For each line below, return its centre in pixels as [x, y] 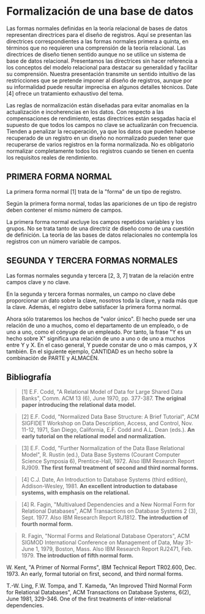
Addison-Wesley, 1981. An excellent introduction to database [99, 486]
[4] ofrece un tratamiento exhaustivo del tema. [65, 93]
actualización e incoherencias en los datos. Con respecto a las [85, 112]
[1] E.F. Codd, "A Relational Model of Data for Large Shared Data [102, 392]
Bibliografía [29, 377]
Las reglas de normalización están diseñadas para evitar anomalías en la [98, 105]
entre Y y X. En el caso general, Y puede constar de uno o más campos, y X [102, 345]
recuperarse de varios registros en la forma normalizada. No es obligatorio [100, 144]
